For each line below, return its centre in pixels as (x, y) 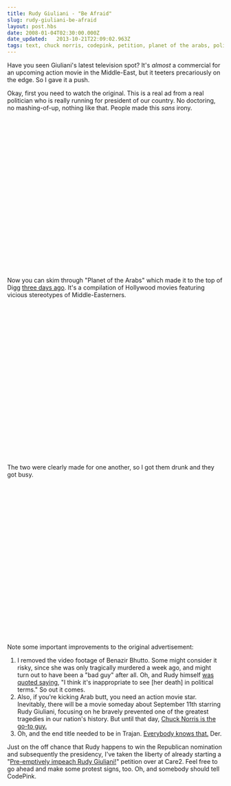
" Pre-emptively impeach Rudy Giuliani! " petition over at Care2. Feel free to (112, 762)
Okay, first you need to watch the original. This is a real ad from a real (106, 93)
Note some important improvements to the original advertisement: (100, 647)
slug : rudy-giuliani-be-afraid (52, 20)
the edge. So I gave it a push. (48, 80)
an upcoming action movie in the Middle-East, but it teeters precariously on (114, 72)
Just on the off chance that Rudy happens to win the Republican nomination (114, 747)
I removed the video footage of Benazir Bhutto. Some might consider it (117, 660)
